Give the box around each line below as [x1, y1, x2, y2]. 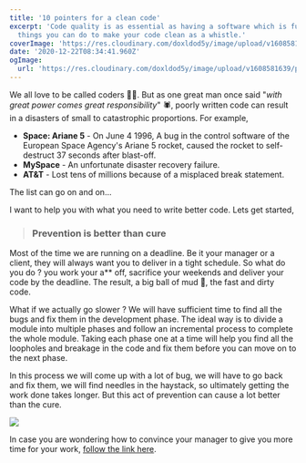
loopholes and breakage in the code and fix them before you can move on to [9, 343, 297, 354]
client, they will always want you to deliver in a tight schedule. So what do [9, 257, 286, 269]
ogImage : [9, 56, 43, 65]
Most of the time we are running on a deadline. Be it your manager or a [9, 248, 275, 259]
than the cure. [9, 399, 62, 410]
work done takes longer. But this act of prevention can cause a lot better [9, 389, 280, 401]
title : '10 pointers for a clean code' [9, 13, 161, 23]
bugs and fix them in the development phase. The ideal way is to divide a [9, 314, 284, 324]
